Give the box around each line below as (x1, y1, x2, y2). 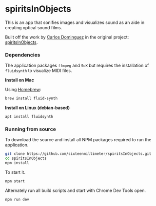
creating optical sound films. (5, 24, 62, 30)
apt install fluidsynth (5, 114, 54, 119)
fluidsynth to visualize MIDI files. (5, 68, 72, 74)
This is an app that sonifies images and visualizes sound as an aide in (5, 19, 145, 25)
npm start (5, 179, 25, 184)
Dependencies (5, 51, 40, 58)
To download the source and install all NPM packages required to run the (5, 137, 152, 143)
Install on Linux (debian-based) (5, 105, 70, 111)
